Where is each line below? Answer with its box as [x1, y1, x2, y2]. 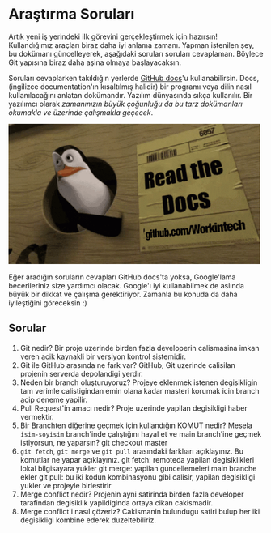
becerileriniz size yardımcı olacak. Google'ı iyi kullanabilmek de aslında [8, 280, 245, 290]
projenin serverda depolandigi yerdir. [19, 369, 143, 378]
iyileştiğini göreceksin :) [8, 297, 87, 308]
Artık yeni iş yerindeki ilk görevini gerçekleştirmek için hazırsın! [8, 32, 218, 41]
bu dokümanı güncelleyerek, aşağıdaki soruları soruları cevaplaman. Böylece [8, 49, 264, 58]
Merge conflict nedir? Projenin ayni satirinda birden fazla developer [19, 489, 244, 499]
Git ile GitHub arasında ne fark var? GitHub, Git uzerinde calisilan [19, 360, 236, 369]
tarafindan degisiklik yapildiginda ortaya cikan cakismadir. [19, 497, 214, 507]
